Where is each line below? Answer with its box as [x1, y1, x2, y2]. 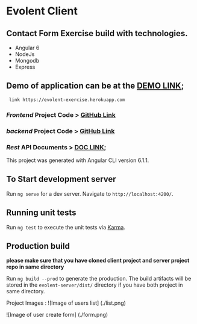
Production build [6, 241, 70, 251]
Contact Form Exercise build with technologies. [6, 28, 188, 39]
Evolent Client [6, 4, 78, 18]
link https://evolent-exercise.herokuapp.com [8, 96, 125, 103]
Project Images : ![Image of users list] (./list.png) [6, 299, 127, 307]
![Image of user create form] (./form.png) [6, 311, 108, 319]
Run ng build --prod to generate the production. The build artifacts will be [6, 275, 192, 282]
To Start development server [6, 174, 116, 184]
